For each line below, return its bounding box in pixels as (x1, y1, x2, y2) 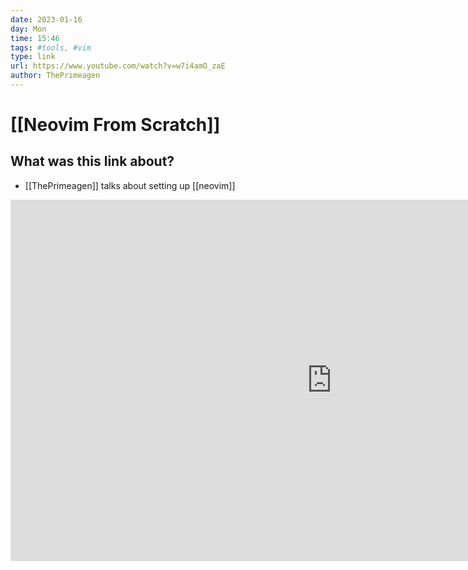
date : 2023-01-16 (10, 14, 83, 25)
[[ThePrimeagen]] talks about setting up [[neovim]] (24, 179, 236, 191)
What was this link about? (10, 153, 175, 170)
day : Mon (10, 24, 47, 34)
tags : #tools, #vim (10, 42, 92, 53)
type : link (10, 52, 56, 62)
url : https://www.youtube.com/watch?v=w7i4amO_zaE (10, 61, 226, 71)
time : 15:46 (10, 33, 60, 43)
